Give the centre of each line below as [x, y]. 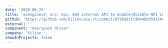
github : [13, 19]
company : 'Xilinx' [24, 33]
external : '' [19, 24]
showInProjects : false [29, 38]
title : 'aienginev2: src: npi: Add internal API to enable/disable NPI [81, 14]
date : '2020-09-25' [25, 10]
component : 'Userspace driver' [38, 28]
